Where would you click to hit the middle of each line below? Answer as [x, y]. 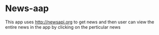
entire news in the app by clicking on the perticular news [63, 27]
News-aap [27, 9]
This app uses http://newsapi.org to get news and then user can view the [80, 22]
